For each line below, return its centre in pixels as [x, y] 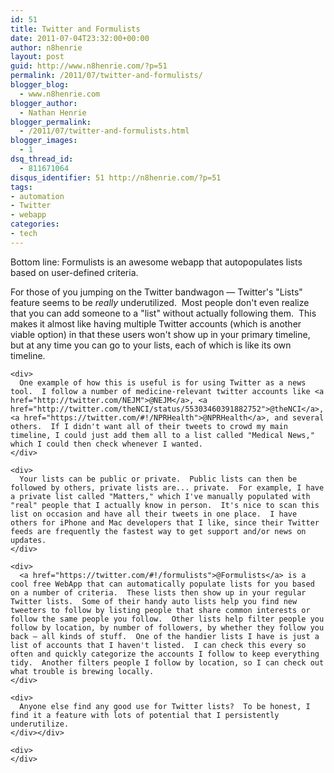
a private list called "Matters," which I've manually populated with [160, 496]
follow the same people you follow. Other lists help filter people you [167, 619]
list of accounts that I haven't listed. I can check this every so [158, 645]
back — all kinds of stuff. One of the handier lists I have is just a [165, 636]
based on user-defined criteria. [74, 272]
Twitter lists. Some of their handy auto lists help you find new [154, 601]
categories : [35, 224]
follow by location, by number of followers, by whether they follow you [167, 627]
